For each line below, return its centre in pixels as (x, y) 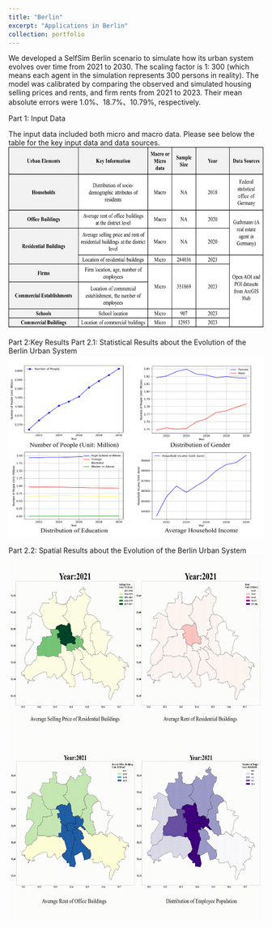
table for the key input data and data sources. (84, 143)
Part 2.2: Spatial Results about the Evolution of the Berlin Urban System (127, 550)
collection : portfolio (47, 34)
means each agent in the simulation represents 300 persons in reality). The (134, 75)
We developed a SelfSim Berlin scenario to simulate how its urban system (131, 58)
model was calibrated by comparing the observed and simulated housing (130, 84)
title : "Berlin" (36, 17)
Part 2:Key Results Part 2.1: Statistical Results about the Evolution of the (127, 342)
